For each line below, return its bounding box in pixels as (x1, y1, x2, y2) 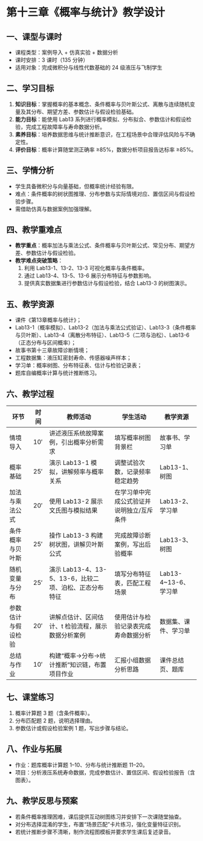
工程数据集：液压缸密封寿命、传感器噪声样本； (14, 354, 132, 361)
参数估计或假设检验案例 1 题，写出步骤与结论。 (14, 724, 132, 731)
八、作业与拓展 (6, 744, 62, 754)
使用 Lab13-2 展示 (49, 497, 103, 506)
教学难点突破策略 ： (14, 257, 63, 264)
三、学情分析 (6, 165, 54, 176)
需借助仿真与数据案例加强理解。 (14, 205, 95, 213)
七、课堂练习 (6, 692, 54, 702)
